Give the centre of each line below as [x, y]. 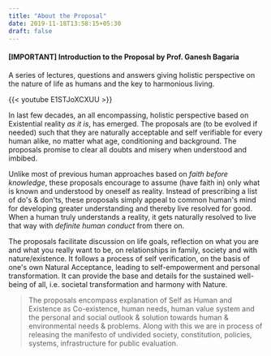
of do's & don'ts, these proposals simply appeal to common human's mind [133, 199]
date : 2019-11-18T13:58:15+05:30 [65, 24]
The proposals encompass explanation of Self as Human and [130, 300]
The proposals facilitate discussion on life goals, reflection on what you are [134, 241]
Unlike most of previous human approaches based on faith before [118, 174]
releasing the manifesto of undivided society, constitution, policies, [140, 334]
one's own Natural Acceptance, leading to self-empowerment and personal [134, 267]
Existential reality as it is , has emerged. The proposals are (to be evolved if [133, 123]
